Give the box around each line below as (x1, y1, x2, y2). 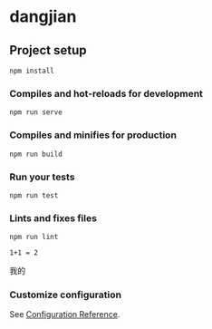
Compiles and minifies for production (9, 129, 177, 141)
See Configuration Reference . (9, 309, 120, 320)
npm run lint (9, 233, 59, 242)
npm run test (9, 190, 59, 200)
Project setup (9, 43, 88, 58)
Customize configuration (9, 288, 122, 301)
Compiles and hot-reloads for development (9, 87, 204, 100)
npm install (9, 66, 54, 75)
